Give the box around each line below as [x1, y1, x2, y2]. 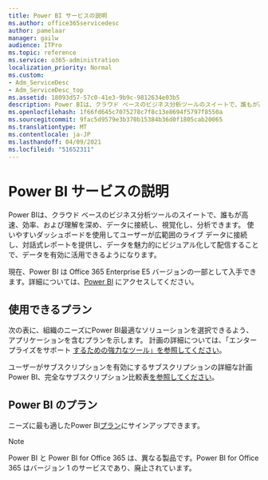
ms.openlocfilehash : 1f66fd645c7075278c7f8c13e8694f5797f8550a [8, 109, 223, 117]
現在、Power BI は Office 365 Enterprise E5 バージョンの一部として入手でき [8, 267, 257, 276]
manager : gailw [8, 34, 59, 42]
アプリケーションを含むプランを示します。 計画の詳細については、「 [8, 335, 230, 345]
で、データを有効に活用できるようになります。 [8, 250, 161, 260]
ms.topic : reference [8, 49, 77, 57]
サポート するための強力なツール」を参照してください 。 [42, 345, 227, 355]
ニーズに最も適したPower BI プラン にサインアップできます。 [8, 420, 205, 430]
